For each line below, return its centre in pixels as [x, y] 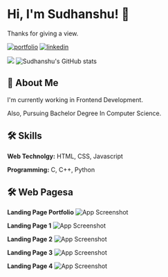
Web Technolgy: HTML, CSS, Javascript [65, 156]
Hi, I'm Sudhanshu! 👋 [68, 14]
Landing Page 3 [30, 253]
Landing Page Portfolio [40, 212]
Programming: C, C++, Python [51, 169]
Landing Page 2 [30, 240]
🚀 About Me [33, 83]
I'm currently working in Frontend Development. [75, 99]
